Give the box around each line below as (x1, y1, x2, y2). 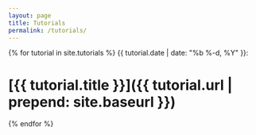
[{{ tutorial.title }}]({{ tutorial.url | (8, 76, 233, 94)
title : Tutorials (8, 19, 66, 27)
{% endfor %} (8, 119, 54, 129)
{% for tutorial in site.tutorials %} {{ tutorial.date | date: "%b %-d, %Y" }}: (8, 48, 249, 58)
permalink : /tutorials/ (8, 26, 87, 34)
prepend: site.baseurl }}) (8, 93, 176, 111)
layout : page (8, 11, 52, 20)
